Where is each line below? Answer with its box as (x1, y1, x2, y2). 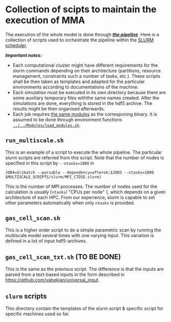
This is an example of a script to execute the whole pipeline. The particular (5, 149, 162, 155)
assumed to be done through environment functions (12, 116, 123, 122)
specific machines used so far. (5, 311, 70, 317)
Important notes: (5, 52, 42, 58)
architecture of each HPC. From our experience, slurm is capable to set (5, 194, 155, 200)
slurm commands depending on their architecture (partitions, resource (12, 68, 161, 74)
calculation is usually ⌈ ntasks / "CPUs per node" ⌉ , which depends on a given (5, 188, 166, 195)
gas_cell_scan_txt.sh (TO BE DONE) (5, 252, 121, 261)
